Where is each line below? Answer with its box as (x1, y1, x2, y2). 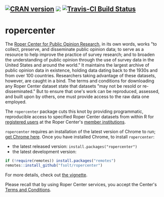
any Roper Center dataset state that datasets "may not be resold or (5, 83, 142, 89)
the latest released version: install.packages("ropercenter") (12, 144, 137, 149)
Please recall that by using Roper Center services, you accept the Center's (5, 182, 157, 188)
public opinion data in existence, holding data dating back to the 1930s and (5, 67, 158, 73)
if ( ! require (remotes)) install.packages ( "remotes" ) (5, 158, 116, 163)
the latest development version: (12, 149, 77, 155)
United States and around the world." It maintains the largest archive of (5, 62, 150, 68)
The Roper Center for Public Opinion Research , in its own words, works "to (5, 41, 157, 47)
